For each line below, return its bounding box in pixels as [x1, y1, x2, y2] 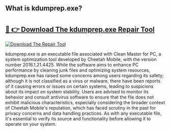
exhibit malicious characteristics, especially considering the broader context [5, 100, 165, 106]
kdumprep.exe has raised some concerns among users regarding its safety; [5, 73, 164, 78]
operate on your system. [5, 121, 57, 127]
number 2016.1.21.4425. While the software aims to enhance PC [5, 62, 139, 68]
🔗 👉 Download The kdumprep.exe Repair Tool [5, 25, 155, 34]
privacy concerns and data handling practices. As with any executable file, [5, 110, 162, 116]
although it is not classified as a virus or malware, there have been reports [5, 78, 161, 84]
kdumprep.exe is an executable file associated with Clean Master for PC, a [5, 51, 161, 57]
